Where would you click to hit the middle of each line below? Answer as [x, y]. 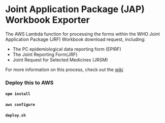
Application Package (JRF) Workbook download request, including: [75, 39]
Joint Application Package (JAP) [75, 9]
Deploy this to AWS [29, 83]
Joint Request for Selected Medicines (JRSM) [60, 59]
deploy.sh [16, 115]
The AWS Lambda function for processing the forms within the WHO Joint [82, 34]
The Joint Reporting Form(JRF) [45, 54]
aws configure [20, 105]
